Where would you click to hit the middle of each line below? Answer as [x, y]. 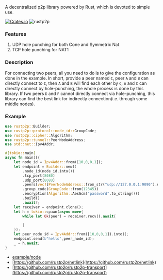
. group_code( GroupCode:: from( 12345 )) [60, 189]
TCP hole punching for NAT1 [40, 50]
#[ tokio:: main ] [20, 153]
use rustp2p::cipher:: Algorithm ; [39, 135]
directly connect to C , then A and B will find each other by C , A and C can [76, 83]
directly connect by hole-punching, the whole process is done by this [74, 88]
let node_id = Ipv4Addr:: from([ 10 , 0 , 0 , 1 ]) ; [58, 162]
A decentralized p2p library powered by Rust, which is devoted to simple [78, 7]
